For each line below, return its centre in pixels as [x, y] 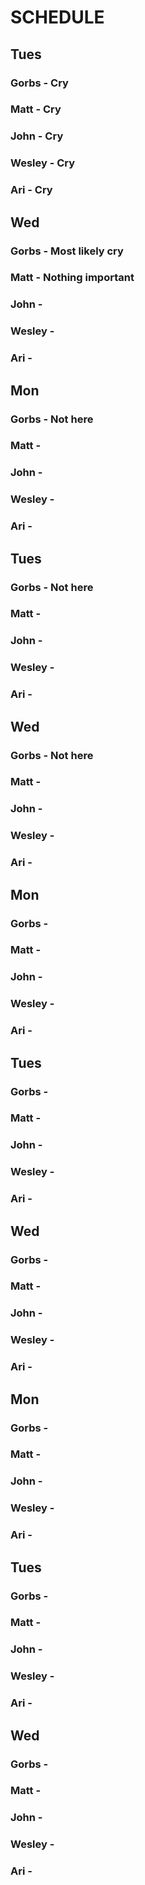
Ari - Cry [31, 190]
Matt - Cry [36, 109]
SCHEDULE [57, 17]
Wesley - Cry [43, 163]
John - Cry [37, 136]
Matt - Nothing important [72, 278]
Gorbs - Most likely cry [67, 251]
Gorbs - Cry [39, 83]
